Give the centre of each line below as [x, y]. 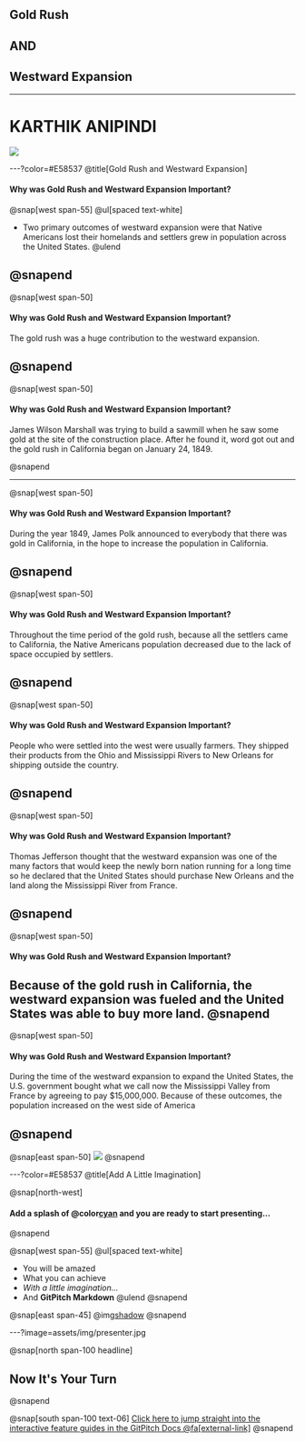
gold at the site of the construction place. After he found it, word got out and [152, 439]
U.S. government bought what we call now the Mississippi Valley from [140, 1087]
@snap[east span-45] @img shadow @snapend [98, 1315]
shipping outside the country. [64, 765]
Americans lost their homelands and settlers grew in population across [154, 236]
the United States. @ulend [71, 246]
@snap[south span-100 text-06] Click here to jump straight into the [135, 1418]
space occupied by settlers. [61, 654]
